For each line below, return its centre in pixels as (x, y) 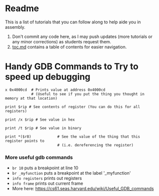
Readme (22, 9)
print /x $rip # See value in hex (40, 120)
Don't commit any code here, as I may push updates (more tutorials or (82, 36)
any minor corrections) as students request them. (62, 41)
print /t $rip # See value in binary (43, 128)
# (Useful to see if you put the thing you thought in (88, 94)
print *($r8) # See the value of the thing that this (72, 137)
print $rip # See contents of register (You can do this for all (72, 107)
